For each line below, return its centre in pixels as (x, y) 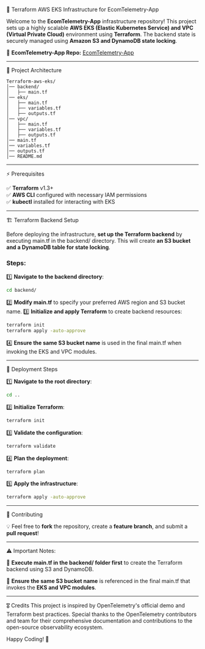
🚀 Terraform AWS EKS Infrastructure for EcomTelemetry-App (83, 9)
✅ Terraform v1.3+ (30, 188)
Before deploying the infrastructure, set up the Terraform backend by (94, 234)
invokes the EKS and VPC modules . (51, 588)
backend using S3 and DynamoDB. (50, 569)
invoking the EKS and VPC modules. (52, 351)
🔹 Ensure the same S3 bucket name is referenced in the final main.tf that (98, 581)
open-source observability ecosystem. (55, 628)
